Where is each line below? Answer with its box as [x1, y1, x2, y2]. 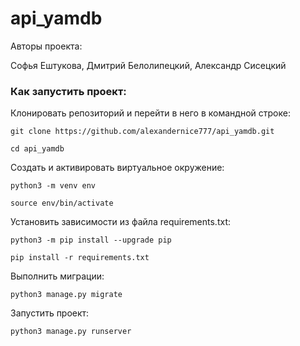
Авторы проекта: [10, 40, 83, 52]
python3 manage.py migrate [10, 290, 123, 300]
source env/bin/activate [10, 198, 114, 209]
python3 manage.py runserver [10, 327, 132, 337]
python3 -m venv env [10, 181, 97, 191]
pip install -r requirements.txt [10, 253, 150, 263]
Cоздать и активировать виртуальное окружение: [10, 162, 225, 174]
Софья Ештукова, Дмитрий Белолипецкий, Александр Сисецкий [10, 59, 287, 71]
